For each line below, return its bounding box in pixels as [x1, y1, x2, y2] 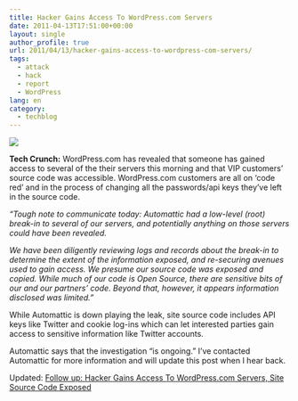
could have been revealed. [9, 228, 107, 239]
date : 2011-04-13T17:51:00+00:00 [9, 21, 133, 30]
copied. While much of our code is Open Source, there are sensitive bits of [9, 274, 283, 284]
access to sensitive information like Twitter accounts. [9, 329, 205, 340]
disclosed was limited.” [9, 292, 94, 303]
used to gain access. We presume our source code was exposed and [9, 264, 264, 274]
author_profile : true [9, 37, 90, 47]
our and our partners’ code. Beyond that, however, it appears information [9, 282, 279, 294]
